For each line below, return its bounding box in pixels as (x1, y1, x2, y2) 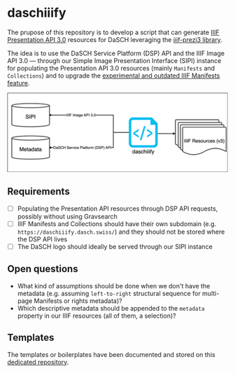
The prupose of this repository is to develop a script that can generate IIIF (7, 28, 220, 36)
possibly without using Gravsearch (17, 212, 117, 220)
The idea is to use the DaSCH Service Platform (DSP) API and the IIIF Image (7, 49, 225, 57)
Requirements (7, 185, 70, 197)
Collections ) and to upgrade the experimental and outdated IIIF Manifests (7, 71, 220, 80)
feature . (7, 78, 30, 87)
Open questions (7, 263, 78, 275)
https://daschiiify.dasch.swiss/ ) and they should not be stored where (17, 227, 225, 236)
